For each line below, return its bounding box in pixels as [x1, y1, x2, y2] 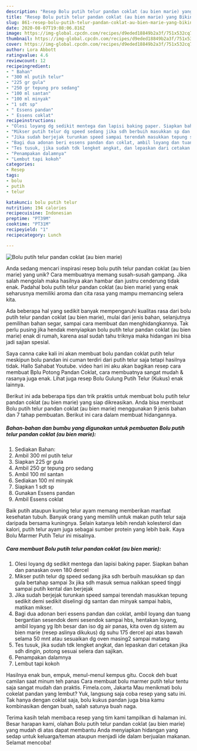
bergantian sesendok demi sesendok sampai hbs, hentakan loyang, [14, 616, 178, 623]
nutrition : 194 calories [6, 205, 67, 211]
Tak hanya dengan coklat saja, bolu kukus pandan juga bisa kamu [6, 696, 165, 703]
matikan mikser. [14, 604, 53, 611]
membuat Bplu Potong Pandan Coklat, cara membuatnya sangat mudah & [6, 368, 184, 376]
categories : [6, 161, 35, 167]
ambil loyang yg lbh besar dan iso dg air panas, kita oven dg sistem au [14, 622, 185, 629]
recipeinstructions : [6, 118, 57, 124]
